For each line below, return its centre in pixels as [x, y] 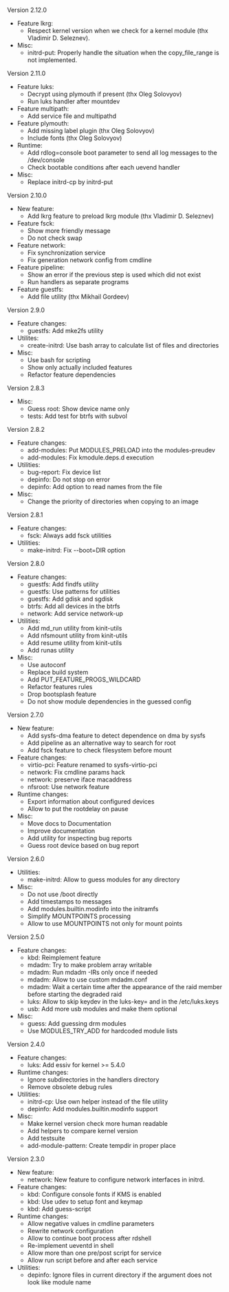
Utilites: [28, 338]
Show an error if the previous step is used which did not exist [114, 275]
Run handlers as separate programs [78, 282]
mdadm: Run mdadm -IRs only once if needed [92, 972]
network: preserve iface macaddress [79, 779]
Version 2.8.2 [26, 429]
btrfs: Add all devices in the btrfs [74, 606]
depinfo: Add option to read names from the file [95, 487]
